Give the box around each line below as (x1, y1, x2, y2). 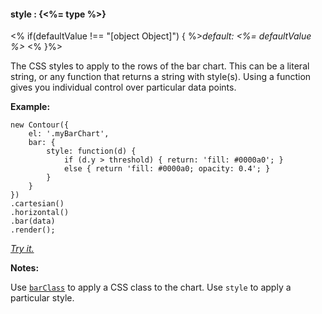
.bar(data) (10, 216, 56, 227)
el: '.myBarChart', (28, 129, 110, 139)
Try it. (10, 243, 35, 255)
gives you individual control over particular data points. (10, 81, 237, 94)
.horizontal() (10, 208, 70, 218)
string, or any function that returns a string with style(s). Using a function (10, 71, 312, 83)
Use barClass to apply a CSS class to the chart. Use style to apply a (10, 281, 292, 294)
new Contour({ (10, 120, 70, 130)
